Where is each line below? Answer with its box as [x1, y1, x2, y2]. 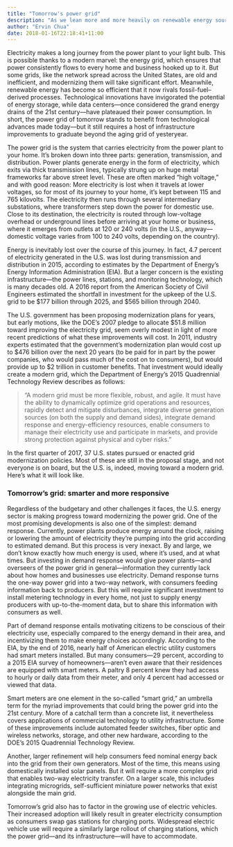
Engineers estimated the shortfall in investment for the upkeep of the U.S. [7, 290, 217, 299]
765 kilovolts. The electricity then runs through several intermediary [7, 196, 201, 204]
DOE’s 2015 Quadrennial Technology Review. [7, 738, 135, 747]
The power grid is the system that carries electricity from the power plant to [7, 143, 224, 152]
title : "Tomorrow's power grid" [7, 10, 101, 17]
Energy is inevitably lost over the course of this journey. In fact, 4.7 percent [7, 246, 222, 254]
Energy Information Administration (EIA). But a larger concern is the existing [7, 268, 224, 276]
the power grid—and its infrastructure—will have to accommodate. [7, 832, 198, 840]
